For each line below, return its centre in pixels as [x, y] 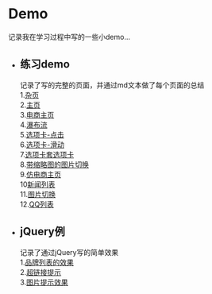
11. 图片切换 [38, 194]
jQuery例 [42, 232]
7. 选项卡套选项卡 [47, 154]
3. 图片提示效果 [44, 282]
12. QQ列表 [37, 204]
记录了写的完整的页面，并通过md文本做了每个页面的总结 [112, 85]
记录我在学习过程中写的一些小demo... [69, 37]
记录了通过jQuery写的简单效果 [69, 252]
